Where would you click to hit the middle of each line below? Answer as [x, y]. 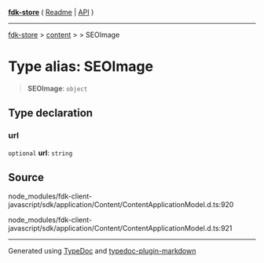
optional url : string [40, 153]
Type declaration [50, 113]
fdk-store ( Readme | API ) [51, 12]
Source [26, 178]
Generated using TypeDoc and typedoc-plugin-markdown [102, 251]
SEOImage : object [57, 88]
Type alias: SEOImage [81, 67]
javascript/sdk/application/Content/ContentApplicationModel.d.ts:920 [121, 205]
